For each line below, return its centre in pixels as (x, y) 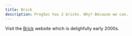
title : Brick (19, 10)
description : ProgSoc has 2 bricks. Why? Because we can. (67, 14)
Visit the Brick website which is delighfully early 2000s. (62, 28)
